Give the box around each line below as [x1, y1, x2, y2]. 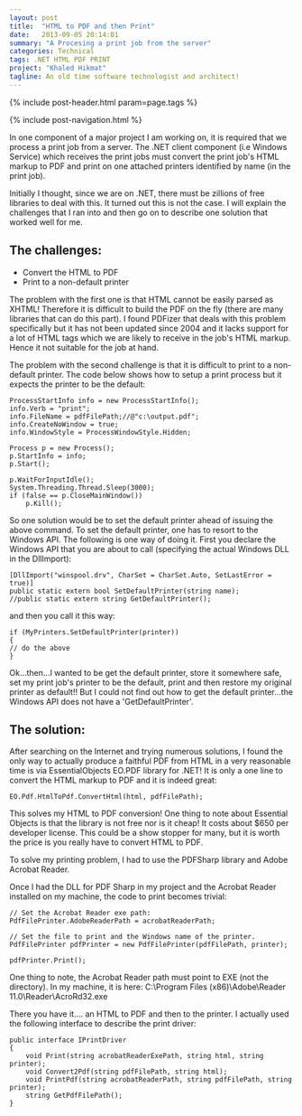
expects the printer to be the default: [9, 379, 146, 389]
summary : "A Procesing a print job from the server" [9, 38, 212, 48]
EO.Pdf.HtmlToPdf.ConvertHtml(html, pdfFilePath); [9, 792, 204, 802]
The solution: [9, 722, 86, 737]
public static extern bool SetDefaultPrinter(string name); [9, 586, 241, 596]
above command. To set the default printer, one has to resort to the [9, 524, 259, 535]
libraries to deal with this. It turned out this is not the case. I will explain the [9, 197, 287, 208]
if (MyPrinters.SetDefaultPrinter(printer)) [9, 627, 179, 637]
